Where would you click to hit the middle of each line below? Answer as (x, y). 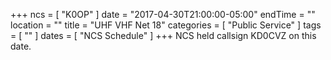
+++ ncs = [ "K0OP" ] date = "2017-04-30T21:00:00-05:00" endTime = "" (163, 14)
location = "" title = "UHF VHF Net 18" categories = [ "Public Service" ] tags (166, 25)
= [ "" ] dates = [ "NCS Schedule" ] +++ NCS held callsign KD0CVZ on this (163, 35)
